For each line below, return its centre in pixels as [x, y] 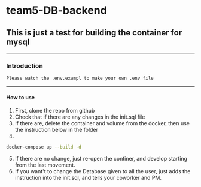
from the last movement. [45, 165]
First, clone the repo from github [55, 111]
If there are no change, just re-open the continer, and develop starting [101, 159]
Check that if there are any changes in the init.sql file [80, 117]
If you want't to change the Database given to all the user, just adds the [103, 171]
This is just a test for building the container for [94, 33]
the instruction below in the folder [57, 130]
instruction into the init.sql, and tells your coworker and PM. [88, 178]
